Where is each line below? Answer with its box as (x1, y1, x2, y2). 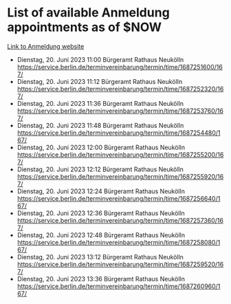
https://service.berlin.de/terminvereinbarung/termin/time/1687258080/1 (16, 238, 221, 246)
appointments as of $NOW (7, 19, 162, 35)
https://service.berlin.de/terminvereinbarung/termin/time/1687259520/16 (16, 260, 224, 268)
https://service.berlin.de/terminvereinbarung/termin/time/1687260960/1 (16, 282, 221, 290)
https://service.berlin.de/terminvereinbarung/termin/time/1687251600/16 (16, 63, 223, 71)
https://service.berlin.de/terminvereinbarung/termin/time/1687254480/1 (16, 129, 221, 137)
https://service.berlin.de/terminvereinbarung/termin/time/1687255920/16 (16, 172, 224, 180)
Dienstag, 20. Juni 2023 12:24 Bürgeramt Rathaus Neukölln (16, 187, 186, 195)
